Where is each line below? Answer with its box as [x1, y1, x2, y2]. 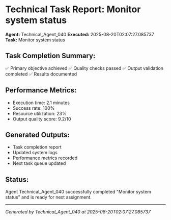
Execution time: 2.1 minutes [12, 100, 70, 106]
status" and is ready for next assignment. [5, 194, 92, 200]
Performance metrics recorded [12, 155, 78, 161]
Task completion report [12, 144, 62, 150]
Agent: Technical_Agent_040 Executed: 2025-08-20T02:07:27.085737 [5, 31, 154, 37]
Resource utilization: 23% [12, 110, 67, 116]
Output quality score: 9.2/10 [12, 116, 71, 122]
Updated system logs [12, 150, 58, 156]
